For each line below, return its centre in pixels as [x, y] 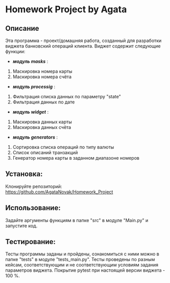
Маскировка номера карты [42, 71]
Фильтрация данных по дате [44, 102]
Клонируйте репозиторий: [34, 186]
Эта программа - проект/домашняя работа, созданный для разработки [83, 40]
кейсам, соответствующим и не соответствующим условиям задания [82, 265]
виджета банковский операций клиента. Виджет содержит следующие [83, 46]
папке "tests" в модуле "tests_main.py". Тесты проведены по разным [80, 259]
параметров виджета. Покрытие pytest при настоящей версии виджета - [85, 270]
